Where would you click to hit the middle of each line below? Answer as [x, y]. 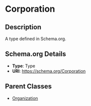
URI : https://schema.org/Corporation [49, 71]
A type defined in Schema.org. [36, 39]
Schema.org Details [36, 54]
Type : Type [24, 66]
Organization [25, 98]
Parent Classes [28, 86]
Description [23, 27]
